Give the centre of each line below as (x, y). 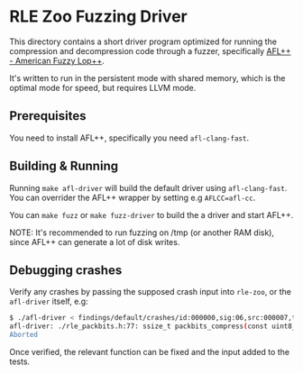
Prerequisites (48, 116)
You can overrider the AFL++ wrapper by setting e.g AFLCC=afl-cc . (133, 197)
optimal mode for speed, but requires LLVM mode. (103, 87)
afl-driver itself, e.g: (49, 301)
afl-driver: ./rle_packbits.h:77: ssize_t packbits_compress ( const (139, 326)
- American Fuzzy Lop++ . (57, 60)
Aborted (24, 335)
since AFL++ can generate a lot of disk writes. (95, 242)
